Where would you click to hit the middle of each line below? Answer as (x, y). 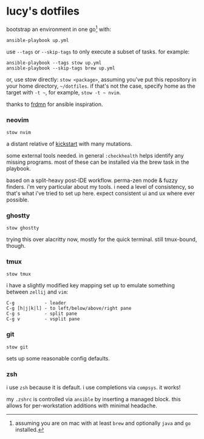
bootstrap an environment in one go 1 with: (59, 29)
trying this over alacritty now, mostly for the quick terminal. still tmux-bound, (102, 239)
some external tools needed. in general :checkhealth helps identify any (95, 155)
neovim (18, 120)
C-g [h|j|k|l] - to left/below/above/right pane (69, 309)
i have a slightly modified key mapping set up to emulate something (90, 286)
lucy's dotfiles (43, 11)
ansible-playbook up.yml (38, 40)
